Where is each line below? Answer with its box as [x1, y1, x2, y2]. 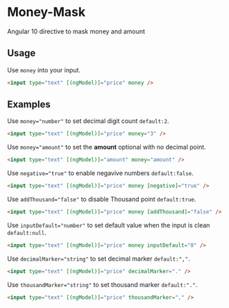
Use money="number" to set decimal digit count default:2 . [7, 117, 169, 125]
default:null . [7, 228, 46, 236]
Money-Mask [7, 4, 85, 20]
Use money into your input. [7, 65, 81, 74]
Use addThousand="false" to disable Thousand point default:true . [7, 195, 196, 204]
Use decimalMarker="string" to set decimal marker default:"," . [7, 254, 190, 263]
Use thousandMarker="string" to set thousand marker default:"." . [7, 280, 198, 289]
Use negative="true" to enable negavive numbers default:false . [7, 169, 194, 177]
